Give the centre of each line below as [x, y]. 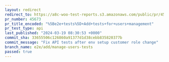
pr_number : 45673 [23, 19]
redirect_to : [18, 14]
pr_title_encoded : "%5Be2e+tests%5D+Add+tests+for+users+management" [79, 24]
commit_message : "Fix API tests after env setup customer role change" [81, 42]
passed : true [18, 51]
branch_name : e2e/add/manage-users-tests [49, 47]
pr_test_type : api [24, 28]
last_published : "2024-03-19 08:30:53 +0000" [53, 33]
